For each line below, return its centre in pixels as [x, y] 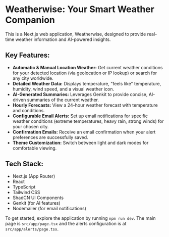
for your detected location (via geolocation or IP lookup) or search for [85, 73]
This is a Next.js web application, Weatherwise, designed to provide [76, 34]
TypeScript [24, 187]
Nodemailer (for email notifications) [49, 208]
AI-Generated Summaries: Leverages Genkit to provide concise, [80, 94]
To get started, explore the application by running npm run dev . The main [80, 218]
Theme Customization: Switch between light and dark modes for [80, 143]
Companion [30, 20]
